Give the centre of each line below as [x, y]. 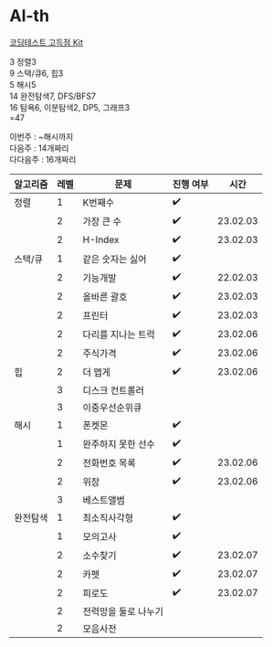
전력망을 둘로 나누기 [123, 611]
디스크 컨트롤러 [113, 390]
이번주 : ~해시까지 [42, 136]
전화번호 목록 [109, 463]
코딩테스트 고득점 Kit [47, 42]
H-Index [101, 240]
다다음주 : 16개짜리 [43, 159]
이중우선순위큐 [112, 408]
